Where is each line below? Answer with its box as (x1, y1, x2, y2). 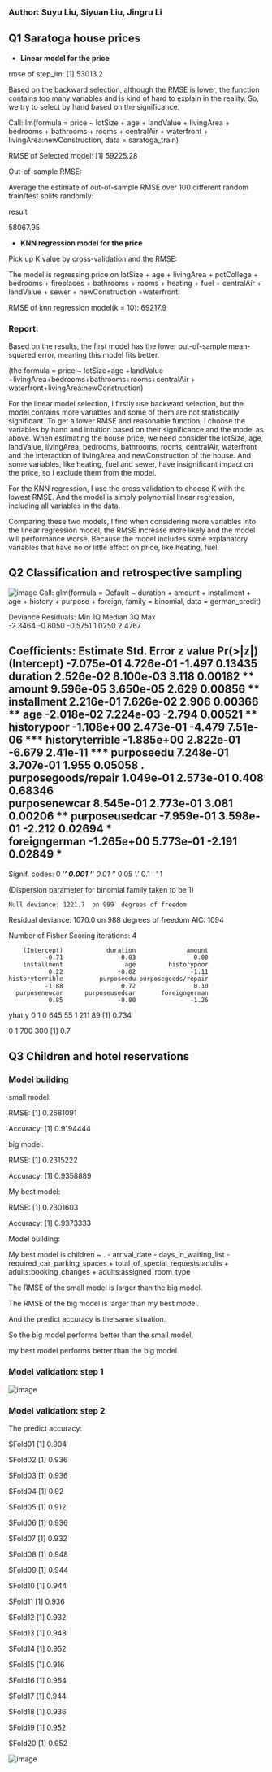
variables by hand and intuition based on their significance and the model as (8, 425, 264, 435)
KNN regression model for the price (19, 238, 143, 248)
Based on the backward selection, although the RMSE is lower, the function (8, 85, 260, 94)
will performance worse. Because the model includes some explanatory (8, 534, 248, 544)
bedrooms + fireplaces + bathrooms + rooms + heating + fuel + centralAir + (8, 278, 262, 288)
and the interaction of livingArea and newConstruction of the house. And (8, 450, 252, 461)
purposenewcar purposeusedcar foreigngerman (15, 988, 209, 997)
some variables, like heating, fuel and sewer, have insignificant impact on (8, 459, 253, 469)
